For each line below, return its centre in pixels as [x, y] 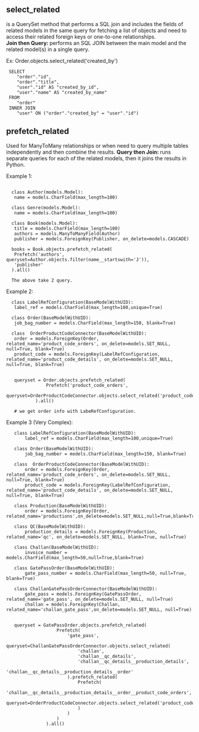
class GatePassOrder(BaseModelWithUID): [65, 568]
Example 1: [19, 176]
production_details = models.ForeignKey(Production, [91, 532]
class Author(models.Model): [47, 192]
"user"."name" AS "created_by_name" [62, 92]
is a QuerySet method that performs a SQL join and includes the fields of [95, 24]
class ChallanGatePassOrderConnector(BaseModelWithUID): [86, 589]
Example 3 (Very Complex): [39, 422]
